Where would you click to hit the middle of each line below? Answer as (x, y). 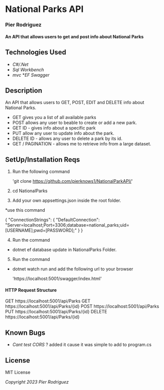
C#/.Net (20, 64)
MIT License (18, 372)
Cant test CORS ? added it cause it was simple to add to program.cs (82, 345)
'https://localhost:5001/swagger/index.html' (57, 279)
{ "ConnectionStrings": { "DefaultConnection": (52, 220)
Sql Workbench (28, 69)
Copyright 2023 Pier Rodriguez (37, 382)
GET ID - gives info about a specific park (54, 128)
